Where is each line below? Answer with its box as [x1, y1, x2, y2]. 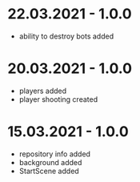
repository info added [18, 149, 91, 159]
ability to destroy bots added [18, 31, 114, 41]
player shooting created [18, 94, 98, 104]
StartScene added [18, 166, 79, 176]
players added [18, 86, 67, 95]
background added [18, 157, 82, 167]
